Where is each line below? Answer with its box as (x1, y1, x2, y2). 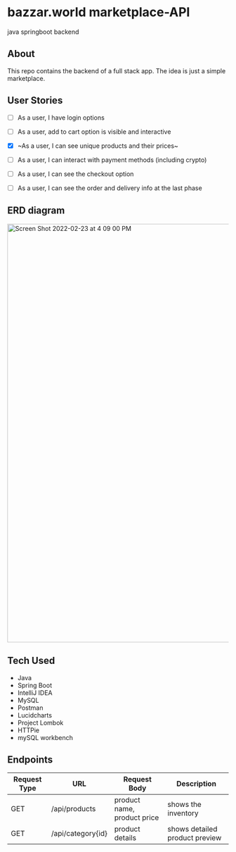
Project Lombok (17, 718, 64, 727)
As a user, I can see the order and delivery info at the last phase (17, 184, 202, 192)
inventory (167, 808, 199, 818)
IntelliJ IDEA (17, 688, 53, 697)
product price (114, 813, 159, 822)
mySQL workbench (17, 733, 74, 741)
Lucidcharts (17, 710, 53, 719)
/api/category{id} (51, 829, 107, 839)
